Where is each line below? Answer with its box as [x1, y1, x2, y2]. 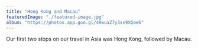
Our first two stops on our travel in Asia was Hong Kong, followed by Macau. [6, 36, 192, 43]
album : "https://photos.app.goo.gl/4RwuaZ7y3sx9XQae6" [6, 19, 144, 25]
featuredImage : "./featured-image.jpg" [6, 14, 105, 20]
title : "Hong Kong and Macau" [6, 8, 81, 15]
